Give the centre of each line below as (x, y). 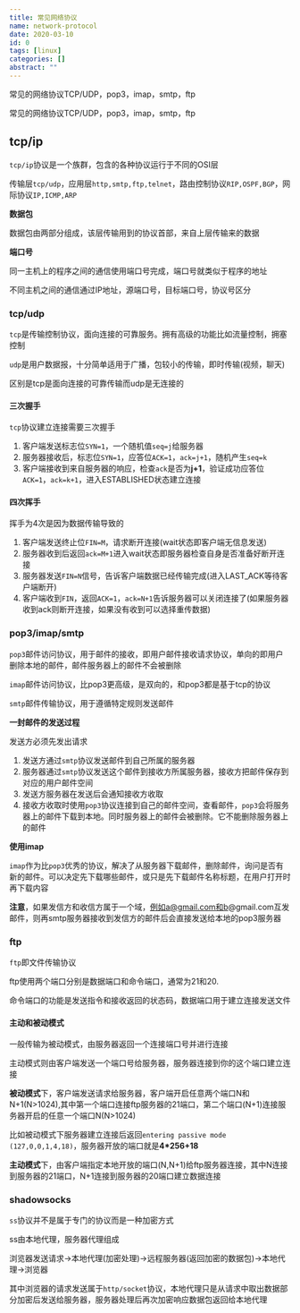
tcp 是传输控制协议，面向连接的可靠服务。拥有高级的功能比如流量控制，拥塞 (148, 334)
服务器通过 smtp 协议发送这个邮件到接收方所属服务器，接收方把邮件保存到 (155, 772)
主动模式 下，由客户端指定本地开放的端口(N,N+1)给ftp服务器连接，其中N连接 (149, 1165)
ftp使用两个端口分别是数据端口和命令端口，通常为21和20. (114, 981)
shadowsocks (40, 1200)
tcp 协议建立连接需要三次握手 (62, 427)
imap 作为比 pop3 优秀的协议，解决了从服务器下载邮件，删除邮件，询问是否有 (146, 865)
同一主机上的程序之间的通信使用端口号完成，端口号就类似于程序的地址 (138, 270)
